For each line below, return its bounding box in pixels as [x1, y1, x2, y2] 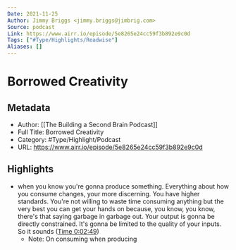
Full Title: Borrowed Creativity [17, 128, 104, 136]
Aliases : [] [7, 43, 42, 50]
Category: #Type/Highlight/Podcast [17, 136, 121, 143]
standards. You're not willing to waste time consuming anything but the [17, 197, 224, 206]
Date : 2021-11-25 [7, 10, 58, 18]
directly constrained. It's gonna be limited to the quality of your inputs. [17, 220, 222, 228]
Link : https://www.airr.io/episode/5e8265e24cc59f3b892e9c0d [7, 30, 191, 37]
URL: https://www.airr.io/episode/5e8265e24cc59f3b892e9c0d [17, 143, 203, 151]
